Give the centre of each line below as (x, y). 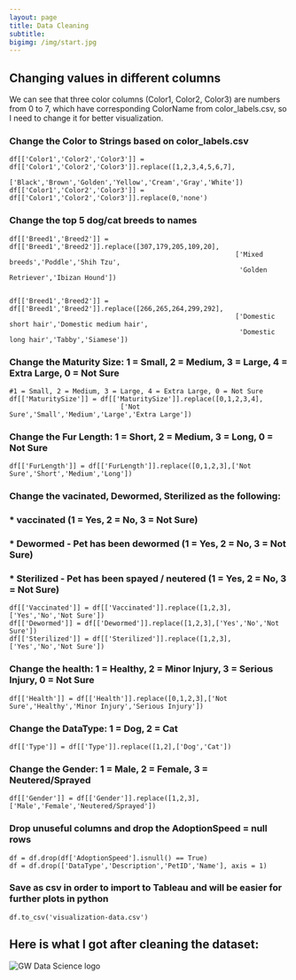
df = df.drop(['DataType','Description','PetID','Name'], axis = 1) (138, 866)
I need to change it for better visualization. (86, 118)
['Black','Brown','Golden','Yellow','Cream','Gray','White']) (126, 183)
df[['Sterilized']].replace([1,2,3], (162, 639)
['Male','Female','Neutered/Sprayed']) (83, 806)
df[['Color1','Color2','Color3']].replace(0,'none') (109, 198)
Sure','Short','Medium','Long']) (71, 474)
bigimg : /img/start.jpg (53, 42)
